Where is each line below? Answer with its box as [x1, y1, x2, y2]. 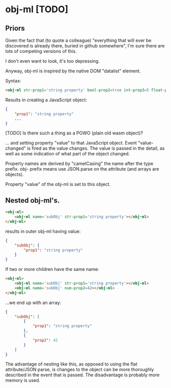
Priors [5, 24, 25, 33]
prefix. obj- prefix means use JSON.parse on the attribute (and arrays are [5, 166, 159, 172]
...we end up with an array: [5, 299, 62, 306]
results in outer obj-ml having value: [5, 228, 81, 234]
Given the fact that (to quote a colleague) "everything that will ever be [5, 37, 152, 43]
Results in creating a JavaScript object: [5, 97, 88, 103]
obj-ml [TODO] [5, 4, 69, 15]
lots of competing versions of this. [5, 48, 77, 54]
